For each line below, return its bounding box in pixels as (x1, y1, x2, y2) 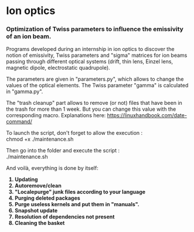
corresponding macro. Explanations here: (6, 112, 106, 119)
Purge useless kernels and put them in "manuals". (14, 201, 139, 208)
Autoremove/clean (14, 182, 62, 189)
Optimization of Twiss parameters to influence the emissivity (6, 25, 183, 33)
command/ (6, 118, 32, 125)
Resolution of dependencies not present (14, 213, 115, 220)
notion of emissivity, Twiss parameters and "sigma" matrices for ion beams (6, 52, 188, 59)
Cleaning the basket (14, 220, 65, 227)
